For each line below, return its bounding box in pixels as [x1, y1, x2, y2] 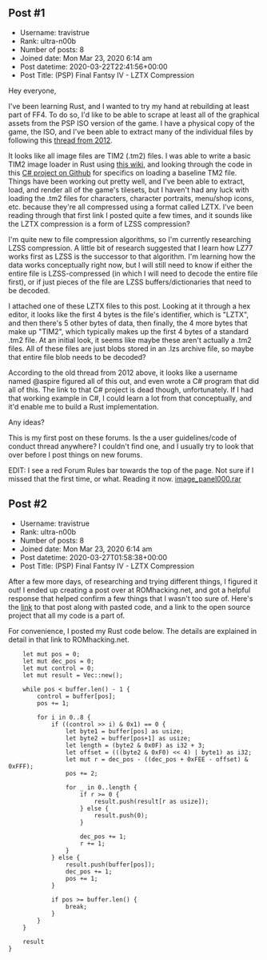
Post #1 [8, 6, 46, 20]
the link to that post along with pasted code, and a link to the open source [8, 602, 251, 611]
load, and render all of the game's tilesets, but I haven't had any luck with [8, 184, 249, 195]
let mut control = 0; [22, 664, 94, 672]
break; [65, 902, 88, 910]
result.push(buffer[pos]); [65, 861, 156, 869]
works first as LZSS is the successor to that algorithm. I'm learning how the [8, 252, 256, 261]
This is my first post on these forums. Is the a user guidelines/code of [8, 433, 237, 442]
